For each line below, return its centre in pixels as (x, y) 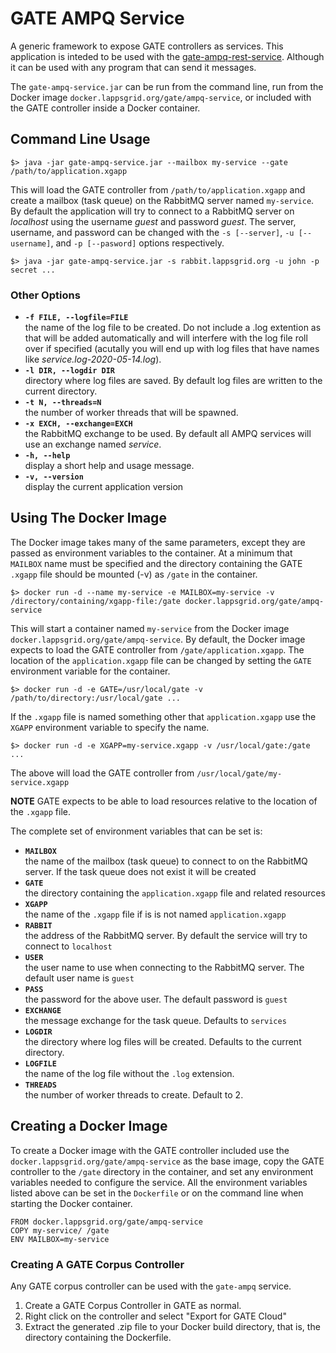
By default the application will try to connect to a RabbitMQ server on (152, 211)
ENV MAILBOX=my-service (60, 1239)
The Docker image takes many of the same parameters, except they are (158, 542)
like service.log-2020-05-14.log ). (93, 359)
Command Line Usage (80, 139)
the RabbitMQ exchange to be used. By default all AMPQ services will (168, 434)
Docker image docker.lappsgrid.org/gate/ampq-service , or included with (161, 97)
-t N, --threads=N (63, 403)
